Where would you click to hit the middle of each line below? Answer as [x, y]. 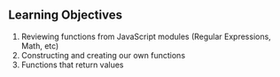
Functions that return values [72, 65]
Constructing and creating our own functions [103, 55]
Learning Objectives [66, 15]
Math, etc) [40, 46]
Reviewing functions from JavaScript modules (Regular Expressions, [146, 36]
